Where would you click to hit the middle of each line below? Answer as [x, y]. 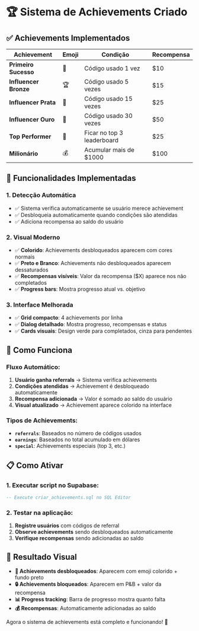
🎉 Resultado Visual [41, 557]
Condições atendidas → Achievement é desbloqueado [82, 386]
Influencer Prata [33, 102]
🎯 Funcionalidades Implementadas [71, 178]
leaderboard [101, 140]
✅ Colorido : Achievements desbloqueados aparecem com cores [94, 250]
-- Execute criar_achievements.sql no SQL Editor [69, 497]
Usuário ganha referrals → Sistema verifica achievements [86, 380]
